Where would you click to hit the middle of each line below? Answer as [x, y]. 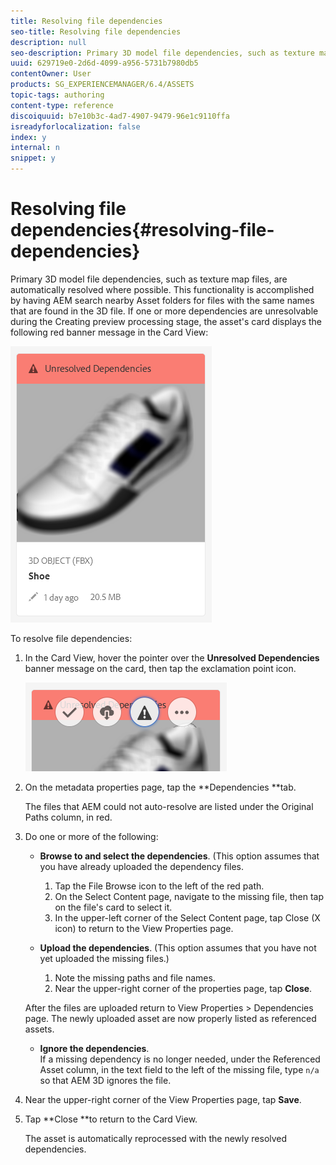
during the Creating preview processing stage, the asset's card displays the [166, 321]
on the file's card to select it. [113, 907]
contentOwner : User [51, 74]
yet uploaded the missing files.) [104, 958]
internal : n [35, 148]
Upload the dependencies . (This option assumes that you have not [178, 947]
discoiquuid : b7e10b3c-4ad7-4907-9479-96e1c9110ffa [120, 116]
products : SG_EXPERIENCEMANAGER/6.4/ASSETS [102, 85]
